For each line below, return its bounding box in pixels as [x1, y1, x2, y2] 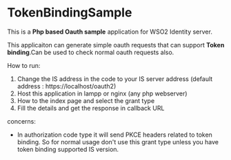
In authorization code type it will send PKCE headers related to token [17, 130, 212, 139]
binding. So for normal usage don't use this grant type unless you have [17, 137, 219, 146]
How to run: [7, 61, 41, 69]
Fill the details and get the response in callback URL [17, 104, 165, 112]
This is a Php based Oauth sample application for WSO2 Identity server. [7, 27, 212, 36]
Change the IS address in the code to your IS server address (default [17, 74, 213, 83]
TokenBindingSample [7, 5, 132, 21]
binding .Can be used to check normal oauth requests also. [7, 48, 174, 56]
